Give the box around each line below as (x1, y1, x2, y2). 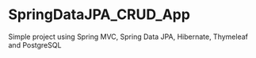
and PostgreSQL (8, 40, 62, 49)
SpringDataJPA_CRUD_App (8, 6, 190, 24)
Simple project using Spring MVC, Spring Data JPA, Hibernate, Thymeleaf (8, 32, 248, 41)
